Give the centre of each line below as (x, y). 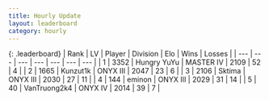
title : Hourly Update (45, 16)
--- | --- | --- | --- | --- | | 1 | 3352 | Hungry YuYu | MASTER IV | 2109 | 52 (139, 62)
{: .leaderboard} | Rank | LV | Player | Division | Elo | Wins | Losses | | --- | (130, 54)
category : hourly (38, 31)
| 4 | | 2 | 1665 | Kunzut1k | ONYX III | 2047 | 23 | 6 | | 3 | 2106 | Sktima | (127, 71)
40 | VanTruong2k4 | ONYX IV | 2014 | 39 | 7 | (84, 88)
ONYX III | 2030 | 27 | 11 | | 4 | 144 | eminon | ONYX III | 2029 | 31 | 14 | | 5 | (132, 80)
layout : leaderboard (43, 23)
